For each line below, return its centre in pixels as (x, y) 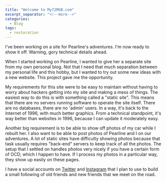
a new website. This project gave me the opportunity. (59, 77)
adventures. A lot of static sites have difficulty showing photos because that (83, 138)
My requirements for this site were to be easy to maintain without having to (82, 87)
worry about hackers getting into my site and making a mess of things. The (82, 92)
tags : (11, 28)
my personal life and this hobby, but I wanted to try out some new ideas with (83, 72)
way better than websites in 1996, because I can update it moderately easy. (82, 118)
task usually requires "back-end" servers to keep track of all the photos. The (83, 144)
